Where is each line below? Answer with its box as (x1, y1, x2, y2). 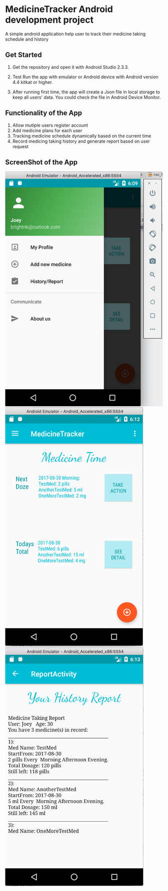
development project (5, 14, 94, 26)
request (12, 143, 28, 149)
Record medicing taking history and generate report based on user (12, 138, 150, 144)
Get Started (5, 51, 42, 59)
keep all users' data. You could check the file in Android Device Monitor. (12, 94, 161, 100)
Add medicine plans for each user (12, 127, 82, 134)
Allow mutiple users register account (12, 122, 88, 128)
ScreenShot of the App (5, 158, 78, 166)
